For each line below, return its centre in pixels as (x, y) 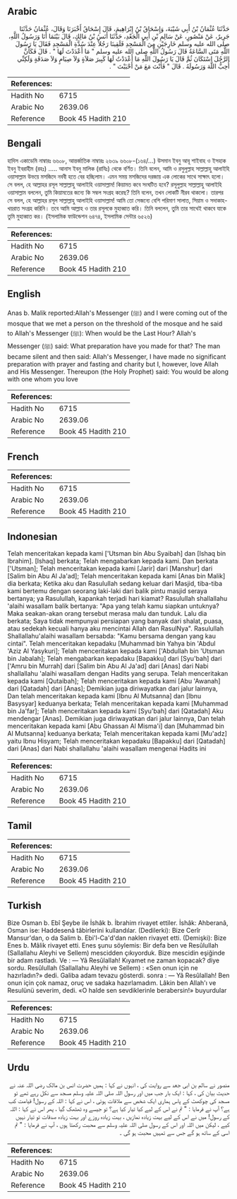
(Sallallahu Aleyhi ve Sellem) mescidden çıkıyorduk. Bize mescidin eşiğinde (116, 953)
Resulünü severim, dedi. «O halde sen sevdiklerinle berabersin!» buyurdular (117, 990)
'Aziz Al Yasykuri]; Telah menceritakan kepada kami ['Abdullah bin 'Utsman (116, 651)
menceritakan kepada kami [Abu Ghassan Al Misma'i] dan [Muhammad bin (116, 726)
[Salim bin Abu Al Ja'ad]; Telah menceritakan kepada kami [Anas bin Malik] (116, 576)
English (24, 294)
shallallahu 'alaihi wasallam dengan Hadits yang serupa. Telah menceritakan (118, 674)
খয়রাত (14, 208)
